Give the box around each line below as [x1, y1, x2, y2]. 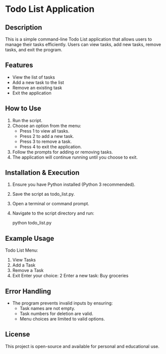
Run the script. [12, 117, 43, 123]
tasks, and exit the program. [5, 47, 62, 52]
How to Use [5, 104, 42, 113]
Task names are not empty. [19, 306, 75, 311]
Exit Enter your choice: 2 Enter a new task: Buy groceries [12, 273, 129, 279]
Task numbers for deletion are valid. [19, 310, 93, 317]
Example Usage [5, 234, 55, 243]
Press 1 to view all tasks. [19, 128, 70, 134]
